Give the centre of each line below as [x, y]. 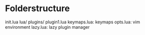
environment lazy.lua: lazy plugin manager [47, 27]
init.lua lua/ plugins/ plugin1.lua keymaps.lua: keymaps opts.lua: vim [72, 22]
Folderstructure [37, 9]
